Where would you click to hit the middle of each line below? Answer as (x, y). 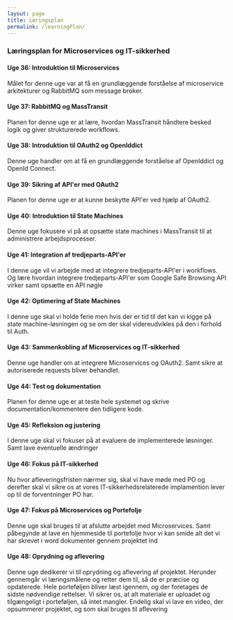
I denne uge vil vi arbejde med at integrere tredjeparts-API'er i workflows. (112, 270)
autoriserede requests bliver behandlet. (64, 370)
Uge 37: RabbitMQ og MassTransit (57, 107)
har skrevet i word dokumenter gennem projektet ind (82, 540)
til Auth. (18, 331)
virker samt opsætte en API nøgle (55, 285)
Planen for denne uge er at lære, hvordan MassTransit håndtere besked (109, 122)
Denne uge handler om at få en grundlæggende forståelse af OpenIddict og (115, 160)
